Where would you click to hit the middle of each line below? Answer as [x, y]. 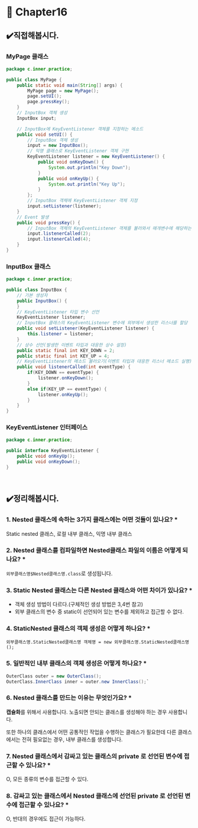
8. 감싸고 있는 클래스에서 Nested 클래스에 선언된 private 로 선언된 [95, 795]
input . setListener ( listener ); [64, 206]
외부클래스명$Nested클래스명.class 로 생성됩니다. [59, 573]
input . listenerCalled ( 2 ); [59, 234]
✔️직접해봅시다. [33, 35]
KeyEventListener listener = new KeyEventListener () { [96, 156]
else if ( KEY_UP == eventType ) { [67, 389]
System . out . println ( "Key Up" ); [87, 184]
